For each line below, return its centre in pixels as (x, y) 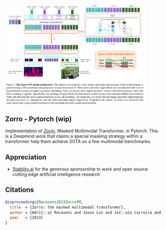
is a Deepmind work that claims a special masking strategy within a (74, 136)
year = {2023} (26, 218)
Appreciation (26, 157)
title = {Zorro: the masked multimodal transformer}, (68, 207)
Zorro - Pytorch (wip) (39, 119)
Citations (20, 190)
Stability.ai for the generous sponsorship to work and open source (80, 169)
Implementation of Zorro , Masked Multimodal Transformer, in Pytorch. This (82, 131)
